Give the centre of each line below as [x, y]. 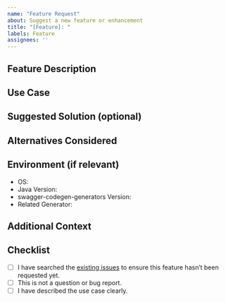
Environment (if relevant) [63, 165]
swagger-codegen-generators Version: [74, 197]
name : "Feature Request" [44, 14]
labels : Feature [31, 34]
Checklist [29, 250]
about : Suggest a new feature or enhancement [75, 20]
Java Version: [37, 189]
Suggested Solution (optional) [75, 117]
